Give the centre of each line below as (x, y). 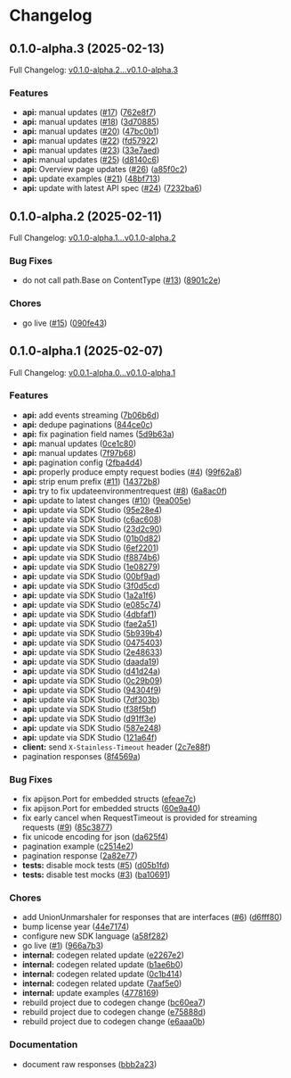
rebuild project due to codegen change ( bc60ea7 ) (114, 1003)
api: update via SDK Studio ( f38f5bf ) (89, 709)
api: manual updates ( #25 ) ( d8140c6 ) (91, 160)
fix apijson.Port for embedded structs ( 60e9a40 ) (111, 808)
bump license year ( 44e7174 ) (76, 927)
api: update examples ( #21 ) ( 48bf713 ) (91, 178)
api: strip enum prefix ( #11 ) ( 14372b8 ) (91, 481)
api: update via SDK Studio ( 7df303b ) (91, 699)
